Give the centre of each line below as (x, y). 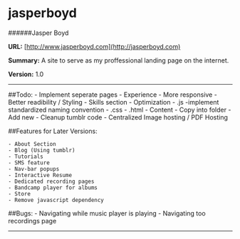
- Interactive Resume (40, 175)
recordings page (32, 221)
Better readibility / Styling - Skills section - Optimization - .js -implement (114, 102)
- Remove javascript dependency (56, 200)
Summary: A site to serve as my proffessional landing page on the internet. (119, 60)
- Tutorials (26, 156)
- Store (20, 193)
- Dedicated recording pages (51, 181)
